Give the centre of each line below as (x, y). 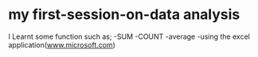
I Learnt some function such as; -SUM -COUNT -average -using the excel (129, 36)
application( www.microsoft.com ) (62, 44)
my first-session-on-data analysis (124, 15)
